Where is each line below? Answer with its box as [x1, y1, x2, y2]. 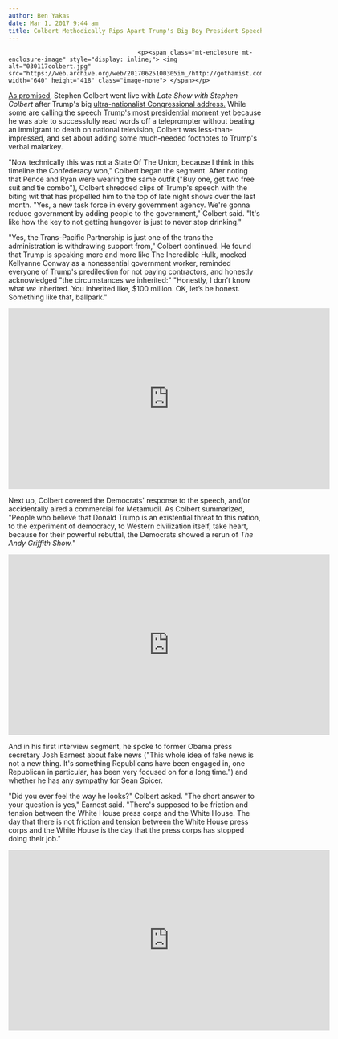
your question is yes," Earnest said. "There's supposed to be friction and [8, 800, 249, 809]
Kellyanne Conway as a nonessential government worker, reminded [8, 259, 231, 268]
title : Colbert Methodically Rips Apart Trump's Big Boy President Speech [8, 26, 264, 35]
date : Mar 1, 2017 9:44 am [8, 19, 99, 27]
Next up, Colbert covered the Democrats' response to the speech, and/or [8, 495, 250, 506]
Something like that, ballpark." [8, 292, 108, 302]
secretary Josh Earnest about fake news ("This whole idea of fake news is [8, 750, 255, 760]
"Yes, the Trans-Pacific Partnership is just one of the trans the [8, 233, 214, 242]
